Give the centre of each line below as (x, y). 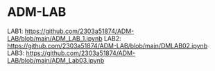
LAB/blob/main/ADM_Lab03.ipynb (56, 60)
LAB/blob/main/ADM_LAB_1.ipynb (55, 38)
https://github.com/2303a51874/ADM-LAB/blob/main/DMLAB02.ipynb (108, 45)
